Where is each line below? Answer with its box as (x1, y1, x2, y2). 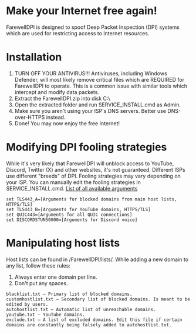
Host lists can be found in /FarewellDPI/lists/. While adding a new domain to (6, 256, 189, 263)
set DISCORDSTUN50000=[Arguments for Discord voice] (6, 216, 138, 223)
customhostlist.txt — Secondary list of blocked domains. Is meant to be (6, 296, 191, 302)
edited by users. (6, 301, 49, 307)
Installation (6, 51, 62, 64)
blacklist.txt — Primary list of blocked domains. (6, 291, 133, 297)
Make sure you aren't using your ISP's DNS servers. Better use (14, 107, 166, 114)
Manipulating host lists (6, 236, 120, 249)
